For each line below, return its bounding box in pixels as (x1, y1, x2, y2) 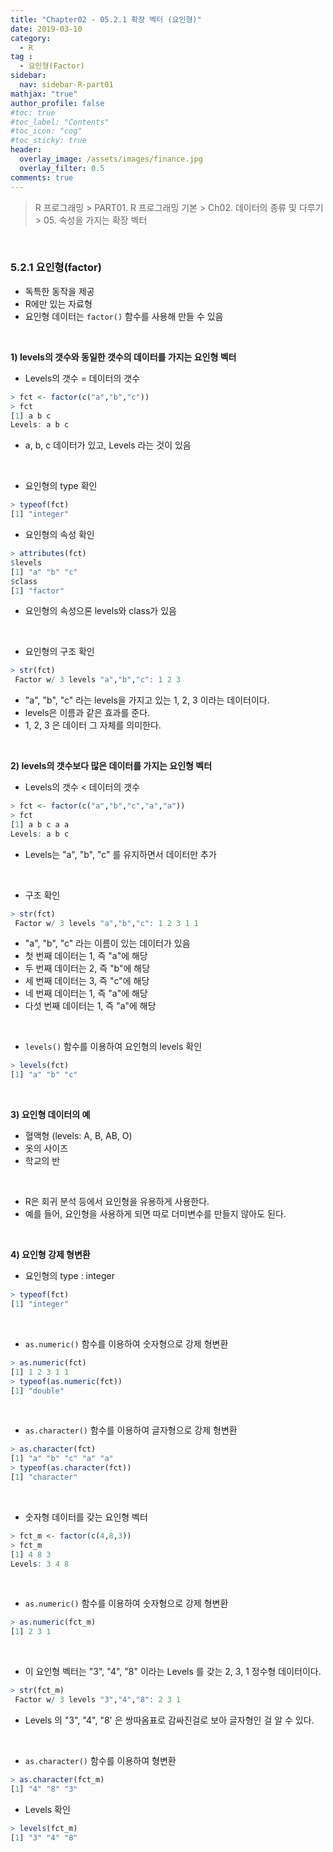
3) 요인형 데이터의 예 (10, 1109, 91, 1121)
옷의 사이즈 (24, 1142, 69, 1155)
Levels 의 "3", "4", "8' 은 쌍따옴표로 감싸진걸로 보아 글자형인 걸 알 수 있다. (24, 1714, 315, 1726)
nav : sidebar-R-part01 (19, 80, 114, 90)
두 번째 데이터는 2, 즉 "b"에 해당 (24, 962, 151, 975)
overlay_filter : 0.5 (19, 163, 105, 173)
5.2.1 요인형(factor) (10, 261, 102, 275)
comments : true (10, 172, 74, 183)
